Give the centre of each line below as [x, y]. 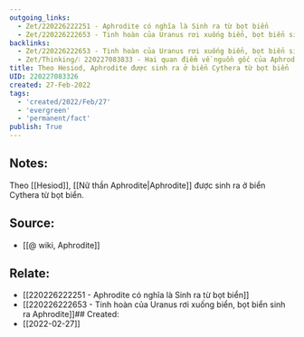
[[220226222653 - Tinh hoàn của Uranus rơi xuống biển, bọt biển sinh [154, 304]
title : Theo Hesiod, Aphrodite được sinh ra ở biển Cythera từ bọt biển [149, 69]
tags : [19, 93]
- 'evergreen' [44, 110]
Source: [32, 224]
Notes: [28, 164]
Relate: [29, 273]
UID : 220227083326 [44, 77]
